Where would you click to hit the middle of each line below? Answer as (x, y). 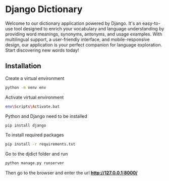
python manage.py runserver (35, 163)
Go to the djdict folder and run (37, 154)
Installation (23, 66)
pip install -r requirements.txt (40, 144)
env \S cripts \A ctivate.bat (32, 106)
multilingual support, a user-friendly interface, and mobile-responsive (77, 39)
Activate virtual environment (35, 97)
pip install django (26, 125)
